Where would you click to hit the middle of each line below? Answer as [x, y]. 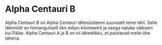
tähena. [13, 38]
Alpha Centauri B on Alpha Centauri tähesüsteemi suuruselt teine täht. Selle [81, 22]
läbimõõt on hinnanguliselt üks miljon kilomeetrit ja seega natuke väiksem [79, 27]
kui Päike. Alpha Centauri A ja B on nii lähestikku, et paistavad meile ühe [78, 33]
